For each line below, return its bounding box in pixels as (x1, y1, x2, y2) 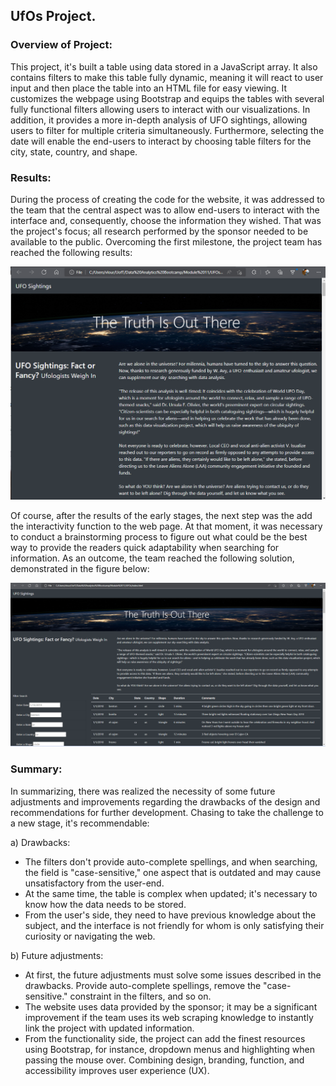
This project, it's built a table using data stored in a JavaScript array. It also (10, 60, 318, 73)
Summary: (10, 762, 63, 776)
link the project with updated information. (24, 1022, 195, 1034)
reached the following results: (10, 246, 133, 258)
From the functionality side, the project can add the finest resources (24, 1032, 306, 1044)
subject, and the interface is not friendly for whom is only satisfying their (24, 919, 325, 931)
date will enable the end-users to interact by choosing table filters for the (10, 135, 312, 147)
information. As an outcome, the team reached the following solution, (10, 552, 295, 564)
